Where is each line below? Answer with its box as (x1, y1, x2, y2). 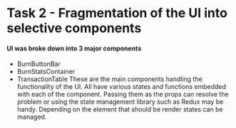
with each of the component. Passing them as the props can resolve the (16, 90, 229, 99)
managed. (16, 112, 47, 122)
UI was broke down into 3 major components (6, 44, 142, 53)
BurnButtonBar (16, 60, 61, 68)
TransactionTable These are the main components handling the (16, 75, 202, 83)
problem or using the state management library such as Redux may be (16, 97, 224, 106)
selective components (6, 20, 142, 36)
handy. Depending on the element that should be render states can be (16, 105, 223, 114)
